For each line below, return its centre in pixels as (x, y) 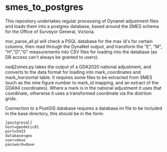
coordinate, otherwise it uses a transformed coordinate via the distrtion (78, 93)
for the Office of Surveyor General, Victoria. (50, 31)
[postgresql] (19, 123)
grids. (11, 98)
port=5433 (15, 131)
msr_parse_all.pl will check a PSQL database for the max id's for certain (79, 41)
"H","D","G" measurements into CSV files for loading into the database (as (81, 52)
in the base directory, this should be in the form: (54, 113)
